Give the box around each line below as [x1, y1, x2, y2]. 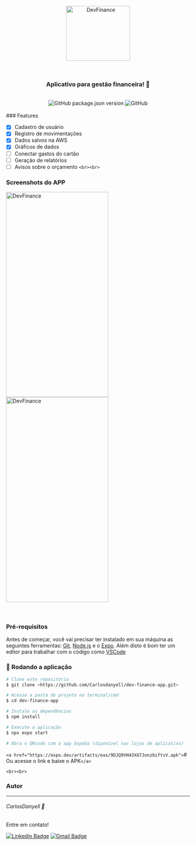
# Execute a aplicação [6, 724, 61, 730]
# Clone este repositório [6, 676, 69, 682]
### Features [6, 112, 38, 120]
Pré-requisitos [6, 622, 48, 631]
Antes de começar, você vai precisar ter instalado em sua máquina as [6, 636, 173, 643]
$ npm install [6, 714, 41, 720]
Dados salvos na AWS [14, 137, 68, 144]
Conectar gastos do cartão [14, 150, 79, 157]
